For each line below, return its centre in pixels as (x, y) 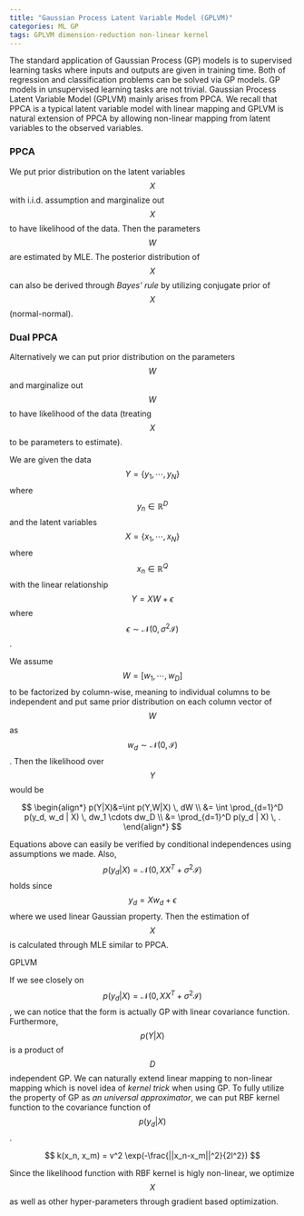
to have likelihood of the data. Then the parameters (105, 228)
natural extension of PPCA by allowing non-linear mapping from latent (140, 118)
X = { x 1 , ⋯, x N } (152, 538)
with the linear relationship (59, 585)
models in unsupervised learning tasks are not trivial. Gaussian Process (143, 90)
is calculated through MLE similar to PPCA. (89, 944)
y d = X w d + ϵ (152, 901)
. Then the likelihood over (57, 761)
